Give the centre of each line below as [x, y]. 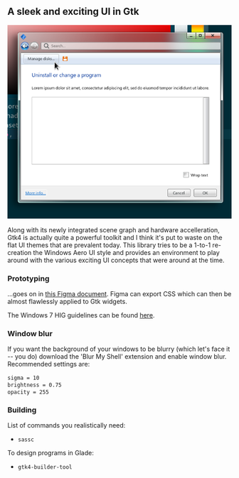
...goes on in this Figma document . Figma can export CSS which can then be [119, 293]
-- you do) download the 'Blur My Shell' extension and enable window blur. [117, 357]
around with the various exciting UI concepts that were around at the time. [116, 260]
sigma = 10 [23, 378]
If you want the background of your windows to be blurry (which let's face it [119, 349]
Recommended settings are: [49, 364]
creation [20, 252]
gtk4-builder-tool [45, 467]
